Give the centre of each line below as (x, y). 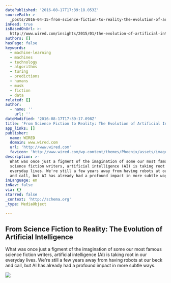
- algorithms (24, 67)
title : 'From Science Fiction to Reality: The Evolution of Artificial (83, 123)
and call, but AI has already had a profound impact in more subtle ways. (81, 266)
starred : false (21, 194)
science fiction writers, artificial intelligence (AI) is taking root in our (76, 254)
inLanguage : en (21, 180)
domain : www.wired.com (34, 143)
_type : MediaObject (26, 204)
